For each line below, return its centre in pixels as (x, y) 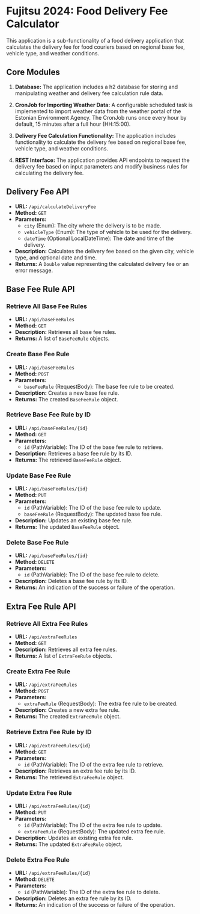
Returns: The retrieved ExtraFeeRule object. (69, 777)
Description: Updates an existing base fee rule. (74, 520)
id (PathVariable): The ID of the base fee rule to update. (92, 508)
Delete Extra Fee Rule (38, 860)
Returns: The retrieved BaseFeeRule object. (68, 460)
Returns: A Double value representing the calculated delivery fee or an (102, 264)
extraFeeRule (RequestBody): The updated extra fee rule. (95, 832)
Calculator (33, 24)
